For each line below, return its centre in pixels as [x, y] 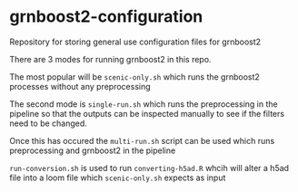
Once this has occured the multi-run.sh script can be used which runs [142, 140]
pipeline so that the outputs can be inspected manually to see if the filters [147, 113]
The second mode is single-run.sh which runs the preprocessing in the [144, 104]
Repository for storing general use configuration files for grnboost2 [135, 42]
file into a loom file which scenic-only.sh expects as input [118, 178]
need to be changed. [49, 123]
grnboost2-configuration [106, 17]
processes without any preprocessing [80, 86]
